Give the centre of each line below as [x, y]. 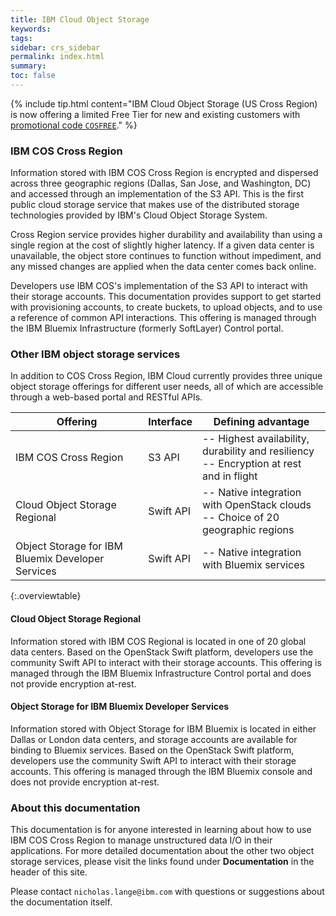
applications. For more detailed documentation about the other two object [162, 851]
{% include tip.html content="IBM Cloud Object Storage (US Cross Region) [164, 103]
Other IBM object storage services [95, 354]
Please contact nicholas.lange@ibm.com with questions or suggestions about [167, 892]
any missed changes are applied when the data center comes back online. [163, 267]
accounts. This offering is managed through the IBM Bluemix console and [161, 771]
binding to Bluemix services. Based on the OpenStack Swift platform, [152, 750]
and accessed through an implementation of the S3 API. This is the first [157, 194]
